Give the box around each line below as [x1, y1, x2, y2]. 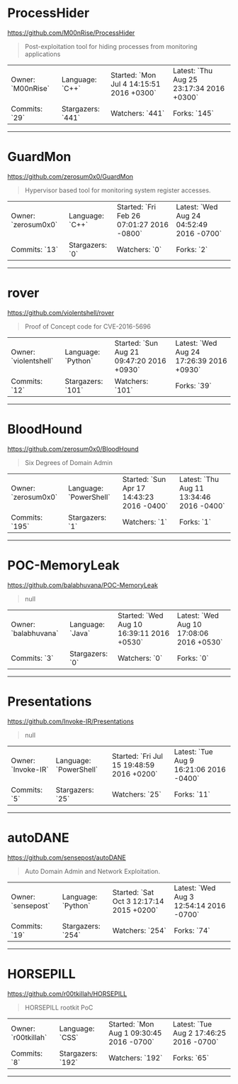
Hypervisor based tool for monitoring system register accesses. [24, 186, 211, 195]
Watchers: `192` [108, 1053, 163, 1063]
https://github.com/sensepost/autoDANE [7, 853, 126, 862]
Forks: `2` [176, 244, 208, 254]
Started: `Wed [118, 611, 164, 620]
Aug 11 [179, 483, 204, 493]
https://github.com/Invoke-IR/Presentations [7, 717, 135, 726]
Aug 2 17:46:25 [172, 1028, 227, 1038]
